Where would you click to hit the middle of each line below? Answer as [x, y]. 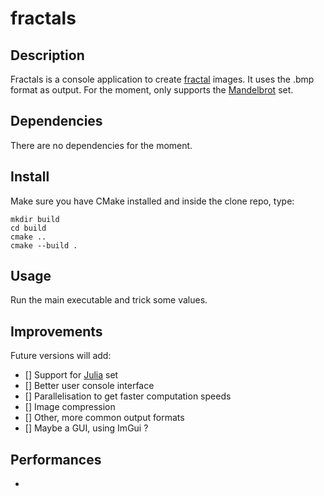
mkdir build [35, 219]
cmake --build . [44, 245]
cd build [28, 228]
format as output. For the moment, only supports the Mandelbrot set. [152, 90]
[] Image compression [70, 407]
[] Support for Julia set [71, 375]
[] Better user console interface [89, 386]
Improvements [56, 331]
